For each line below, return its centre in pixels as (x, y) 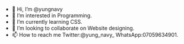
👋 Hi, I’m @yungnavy (37, 9)
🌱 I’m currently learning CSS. (47, 22)
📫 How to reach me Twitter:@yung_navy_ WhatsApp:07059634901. (95, 35)
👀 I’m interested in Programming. (52, 15)
